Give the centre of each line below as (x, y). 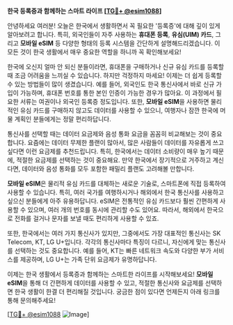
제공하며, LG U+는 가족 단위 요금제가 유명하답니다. (88, 259)
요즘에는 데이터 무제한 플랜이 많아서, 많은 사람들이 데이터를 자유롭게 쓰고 (126, 143)
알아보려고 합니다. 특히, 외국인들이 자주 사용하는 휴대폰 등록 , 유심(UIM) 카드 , (111, 35)
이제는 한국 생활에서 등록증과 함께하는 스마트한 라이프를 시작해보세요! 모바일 (110, 274)
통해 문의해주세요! (32, 300)
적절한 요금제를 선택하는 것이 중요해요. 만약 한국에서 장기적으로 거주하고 (114, 160)
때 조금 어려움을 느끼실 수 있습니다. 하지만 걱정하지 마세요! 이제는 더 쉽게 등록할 (115, 75)
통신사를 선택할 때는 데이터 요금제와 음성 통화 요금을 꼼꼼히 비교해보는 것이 (109, 134)
